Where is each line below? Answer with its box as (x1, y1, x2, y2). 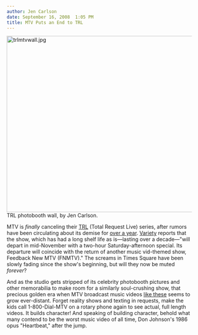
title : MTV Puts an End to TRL (6, 19, 83, 25)
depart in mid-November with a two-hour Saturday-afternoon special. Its (6, 242, 183, 249)
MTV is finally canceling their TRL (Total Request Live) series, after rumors (6, 223, 187, 230)
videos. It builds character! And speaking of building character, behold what (6, 310, 190, 317)
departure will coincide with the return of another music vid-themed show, (6, 248, 187, 256)
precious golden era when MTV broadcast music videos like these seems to (6, 291, 190, 298)
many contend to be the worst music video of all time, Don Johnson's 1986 (6, 316, 188, 323)
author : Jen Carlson (6, 8, 58, 15)
